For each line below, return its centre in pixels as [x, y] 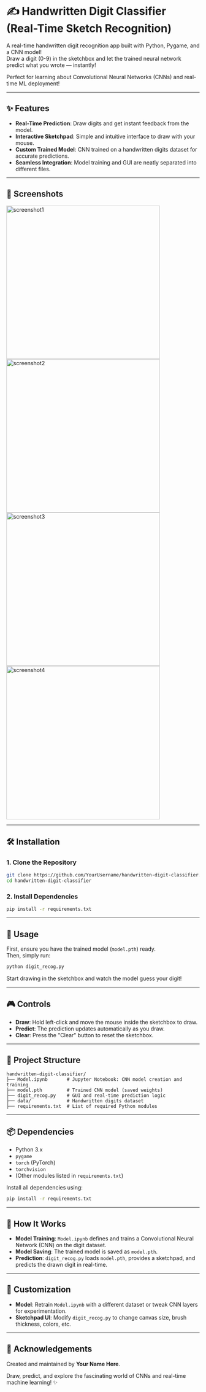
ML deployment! [39, 83]
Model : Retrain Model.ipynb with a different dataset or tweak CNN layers [106, 1304]
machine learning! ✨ [32, 1382]
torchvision [30, 1170]
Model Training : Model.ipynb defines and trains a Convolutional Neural [105, 1238]
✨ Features [28, 108]
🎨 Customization [39, 1290]
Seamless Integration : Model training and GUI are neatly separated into [106, 162]
